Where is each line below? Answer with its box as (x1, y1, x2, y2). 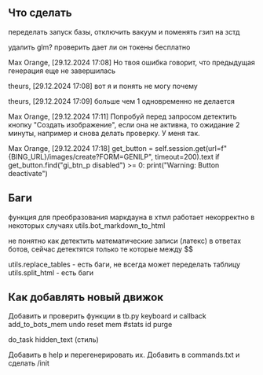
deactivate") (8, 168, 49, 178)
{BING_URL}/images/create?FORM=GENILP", (8, 152, 154, 161)
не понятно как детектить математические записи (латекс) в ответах (8, 236, 242, 245)
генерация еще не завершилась (8, 66, 116, 75)
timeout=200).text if (154, 152, 220, 161)
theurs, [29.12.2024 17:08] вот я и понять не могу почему (8, 81, 198, 90)
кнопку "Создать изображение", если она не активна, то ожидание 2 (8, 119, 240, 129)
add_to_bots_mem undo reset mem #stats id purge (8, 320, 173, 329)
